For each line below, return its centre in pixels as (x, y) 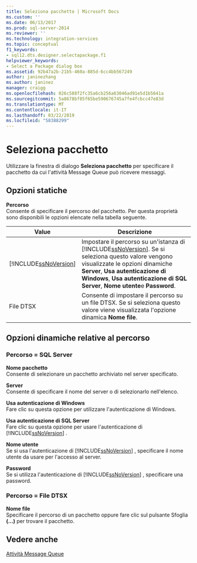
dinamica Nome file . (109, 317)
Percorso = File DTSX (37, 495)
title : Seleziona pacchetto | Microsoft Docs (62, 11)
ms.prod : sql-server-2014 (38, 28)
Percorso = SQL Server (39, 355)
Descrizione (135, 231)
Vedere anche (32, 540)
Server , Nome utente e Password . (128, 285)
